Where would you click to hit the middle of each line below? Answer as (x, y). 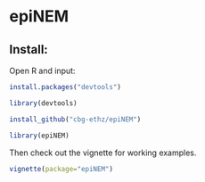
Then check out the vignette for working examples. (103, 153)
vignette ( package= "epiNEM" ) (61, 169)
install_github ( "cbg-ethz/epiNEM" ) (75, 119)
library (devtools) (43, 103)
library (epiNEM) (39, 136)
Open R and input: (42, 70)
